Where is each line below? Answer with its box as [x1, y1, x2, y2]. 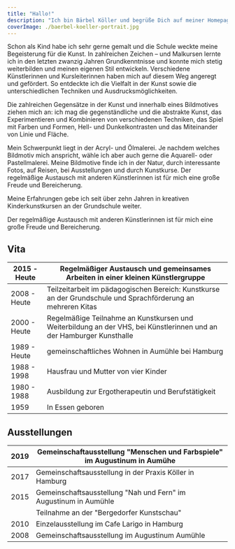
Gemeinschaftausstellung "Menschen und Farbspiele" [37, 447, 224, 457]
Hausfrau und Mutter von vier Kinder [46, 366, 167, 376]
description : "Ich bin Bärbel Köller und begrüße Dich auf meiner [7, 17, 205, 24]
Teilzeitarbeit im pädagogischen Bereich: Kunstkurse [46, 285, 220, 294]
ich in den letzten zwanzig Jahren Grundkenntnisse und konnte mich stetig [7, 57, 222, 66]
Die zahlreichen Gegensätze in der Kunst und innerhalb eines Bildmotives [7, 101, 219, 109]
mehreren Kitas [46, 302, 97, 312]
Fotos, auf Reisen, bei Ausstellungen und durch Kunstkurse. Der [7, 166, 192, 175]
